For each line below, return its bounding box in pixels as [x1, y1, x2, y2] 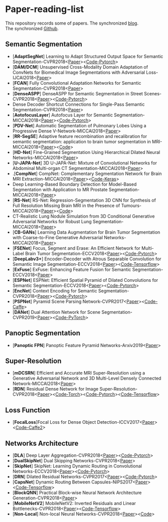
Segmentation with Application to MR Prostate [12, 187, 108, 193]
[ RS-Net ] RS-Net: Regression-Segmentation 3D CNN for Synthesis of [12, 197, 156, 203]
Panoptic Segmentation [5, 329, 81, 337]
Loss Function [5, 406, 50, 414]
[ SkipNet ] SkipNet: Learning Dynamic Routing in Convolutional [12, 463, 142, 469]
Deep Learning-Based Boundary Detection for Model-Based [12, 181, 137, 187]
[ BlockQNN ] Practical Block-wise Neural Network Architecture [12, 490, 142, 495]
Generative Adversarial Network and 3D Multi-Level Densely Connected [12, 375, 161, 382]
